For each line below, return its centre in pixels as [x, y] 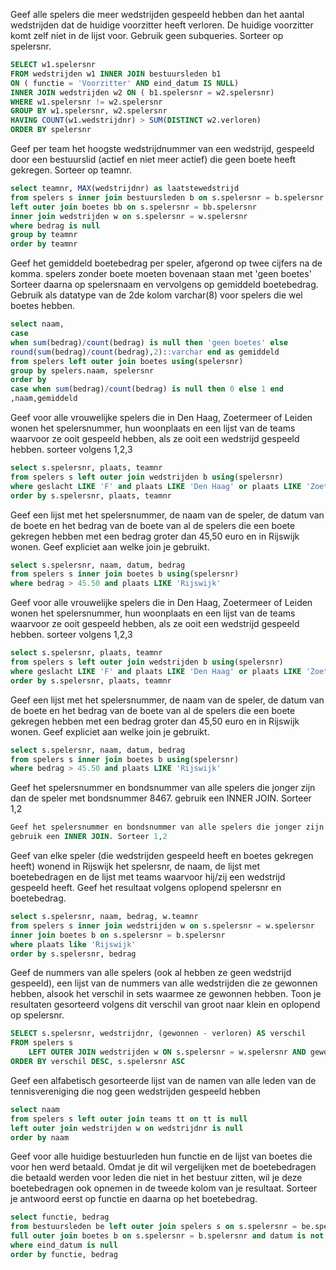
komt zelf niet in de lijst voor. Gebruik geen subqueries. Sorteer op [147, 35]
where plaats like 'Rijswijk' [73, 944]
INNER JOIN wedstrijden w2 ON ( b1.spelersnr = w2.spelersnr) [142, 92]
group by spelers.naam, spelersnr [82, 370]
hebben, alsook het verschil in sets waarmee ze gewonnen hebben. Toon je [166, 994]
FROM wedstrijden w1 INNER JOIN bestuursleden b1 [116, 74]
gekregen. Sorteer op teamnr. [71, 170]
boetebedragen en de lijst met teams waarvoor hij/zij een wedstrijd [148, 877]
